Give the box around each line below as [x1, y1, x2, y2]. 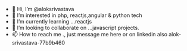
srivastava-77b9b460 [11, 39, 66, 46]
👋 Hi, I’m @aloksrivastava [11, 6, 74, 12]
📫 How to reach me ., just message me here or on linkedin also [11, 31, 168, 38]
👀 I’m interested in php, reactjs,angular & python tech [11, 12, 143, 19]
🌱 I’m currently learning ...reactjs [11, 18, 92, 25]
